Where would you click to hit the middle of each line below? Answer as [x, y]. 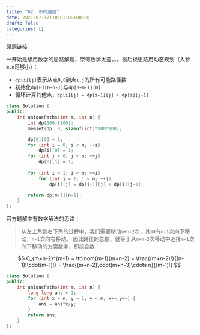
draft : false [23, 23]
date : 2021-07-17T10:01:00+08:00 [48, 17]
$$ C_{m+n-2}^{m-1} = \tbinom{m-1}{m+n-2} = [76, 258]
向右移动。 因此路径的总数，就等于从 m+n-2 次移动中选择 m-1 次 [120, 239]
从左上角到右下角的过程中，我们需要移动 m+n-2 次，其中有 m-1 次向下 [103, 231]
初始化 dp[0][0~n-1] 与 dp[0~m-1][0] [58, 87]
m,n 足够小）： [22, 67]
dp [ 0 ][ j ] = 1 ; [56, 162]
